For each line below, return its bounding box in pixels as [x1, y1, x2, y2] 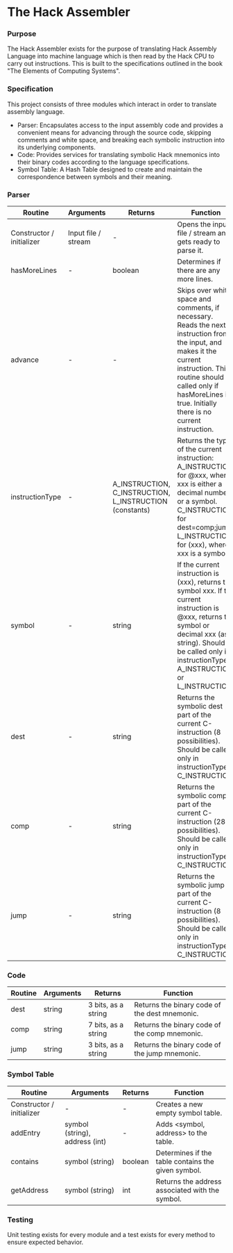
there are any [176, 265, 221, 275]
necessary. [176, 312, 214, 322]
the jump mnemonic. [134, 1049, 201, 1059]
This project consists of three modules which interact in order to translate [7, 100, 217, 108]
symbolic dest [176, 702, 223, 711]
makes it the [176, 347, 217, 356]
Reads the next [176, 320, 227, 330]
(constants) [112, 505, 150, 515]
